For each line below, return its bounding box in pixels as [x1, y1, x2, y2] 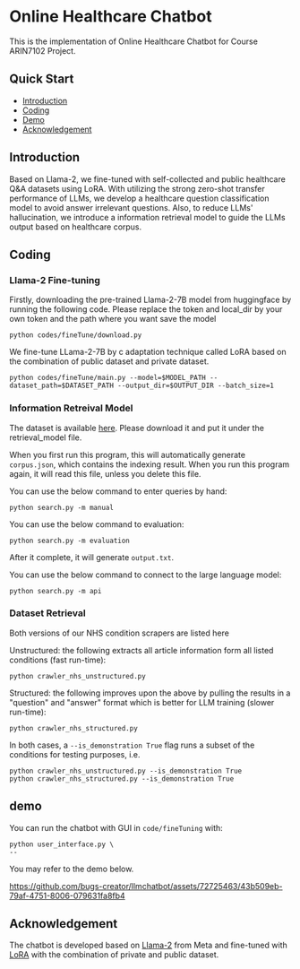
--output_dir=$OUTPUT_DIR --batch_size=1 [117, 381, 275, 391]
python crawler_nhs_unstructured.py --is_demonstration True [9, 766, 243, 775]
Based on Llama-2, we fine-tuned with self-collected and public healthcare [9, 173, 287, 185]
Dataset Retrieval [9, 607, 87, 619]
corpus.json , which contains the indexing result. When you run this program [9, 459, 290, 470]
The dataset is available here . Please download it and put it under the [9, 422, 264, 433]
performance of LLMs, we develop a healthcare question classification [9, 193, 270, 203]
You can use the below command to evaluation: [9, 518, 184, 530]
